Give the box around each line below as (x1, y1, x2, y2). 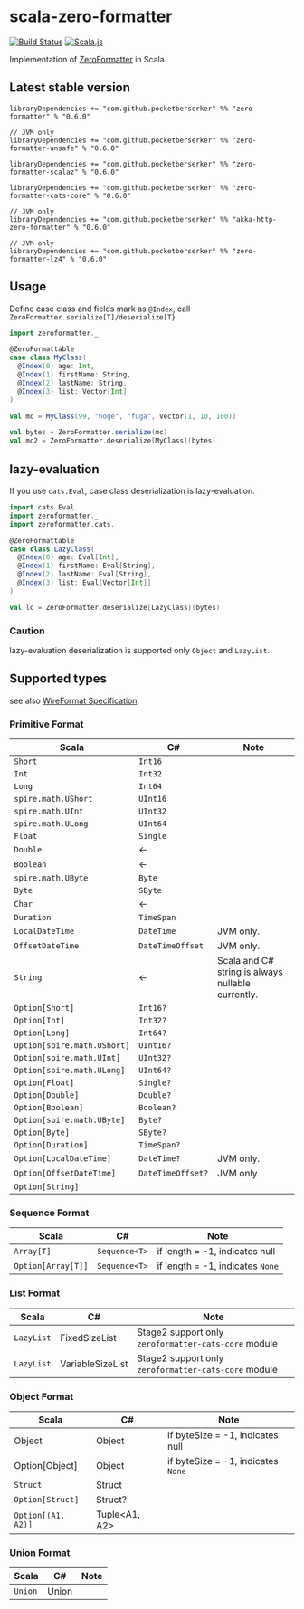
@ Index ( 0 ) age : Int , (17, 362, 95, 371)
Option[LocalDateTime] (14, 1154, 111, 1164)
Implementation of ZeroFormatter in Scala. (9, 53, 167, 64)
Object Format (9, 1390, 74, 1403)
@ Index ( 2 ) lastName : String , (17, 378, 128, 387)
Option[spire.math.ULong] (14, 1065, 126, 1076)
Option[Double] (14, 1090, 80, 1100)
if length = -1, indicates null (157, 1245, 276, 1258)
